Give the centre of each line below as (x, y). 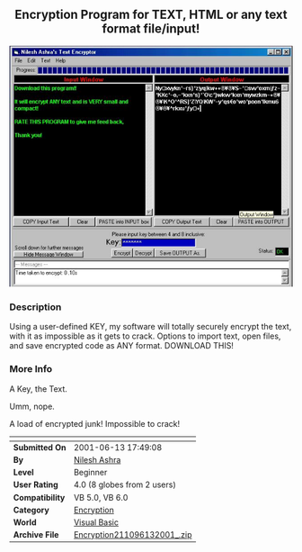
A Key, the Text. (38, 389)
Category (31, 510)
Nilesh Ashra (97, 459)
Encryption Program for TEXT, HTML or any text (151, 15)
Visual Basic (96, 522)
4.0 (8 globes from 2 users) (125, 484)
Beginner (90, 473)
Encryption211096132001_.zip (133, 535)
